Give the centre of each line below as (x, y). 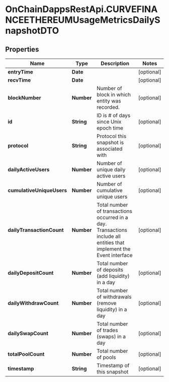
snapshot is (110, 142)
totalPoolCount (26, 354)
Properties (22, 49)
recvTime (19, 80)
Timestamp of (113, 365)
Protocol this (111, 136)
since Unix (109, 122)
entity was (109, 101)
